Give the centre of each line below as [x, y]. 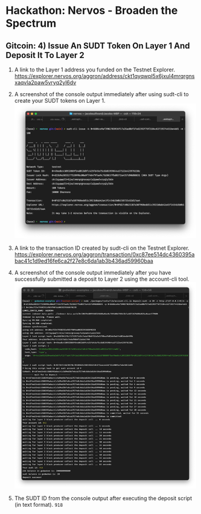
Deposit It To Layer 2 [45, 55]
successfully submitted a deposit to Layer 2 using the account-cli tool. [102, 279]
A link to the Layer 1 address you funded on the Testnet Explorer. [95, 70]
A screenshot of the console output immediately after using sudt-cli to [101, 94]
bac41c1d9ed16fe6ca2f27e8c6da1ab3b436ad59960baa [84, 261]
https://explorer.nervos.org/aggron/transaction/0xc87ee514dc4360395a [104, 254]
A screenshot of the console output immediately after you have [93, 272]
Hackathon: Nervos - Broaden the [92, 11]
